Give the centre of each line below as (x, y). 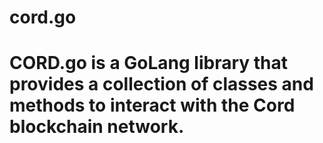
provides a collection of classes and (161, 84)
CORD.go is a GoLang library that (149, 63)
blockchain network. (97, 127)
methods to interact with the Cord (152, 105)
